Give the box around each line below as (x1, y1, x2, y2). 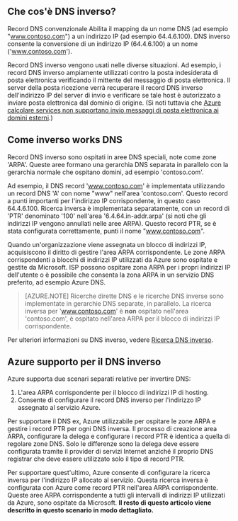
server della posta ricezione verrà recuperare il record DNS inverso (7, 83, 203, 91)
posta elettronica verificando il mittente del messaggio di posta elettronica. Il (7, 76, 231, 84)
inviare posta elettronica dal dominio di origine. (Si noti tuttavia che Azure (7, 98, 222, 107)
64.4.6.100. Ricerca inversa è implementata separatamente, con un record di (7, 204, 230, 212)
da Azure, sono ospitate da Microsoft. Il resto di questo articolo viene (7, 498, 212, 507)
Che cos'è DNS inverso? (7, 6, 117, 18)
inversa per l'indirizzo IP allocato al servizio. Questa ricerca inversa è (7, 476, 209, 484)
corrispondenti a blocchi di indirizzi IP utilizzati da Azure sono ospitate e (7, 255, 218, 264)
